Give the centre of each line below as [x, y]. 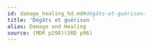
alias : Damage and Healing [47, 26]
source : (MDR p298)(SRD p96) [50, 33]
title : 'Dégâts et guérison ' [52, 20]
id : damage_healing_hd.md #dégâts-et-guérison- [77, 13]
